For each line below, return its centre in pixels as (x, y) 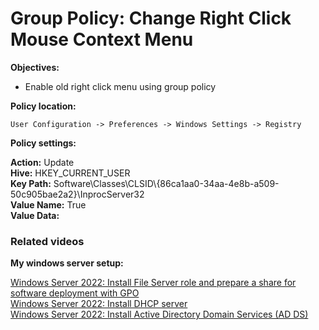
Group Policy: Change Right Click (151, 18)
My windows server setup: (67, 263)
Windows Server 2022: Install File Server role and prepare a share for (153, 283)
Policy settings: (43, 143)
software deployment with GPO (75, 293)
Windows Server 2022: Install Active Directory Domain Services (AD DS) (159, 314)
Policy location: (43, 106)
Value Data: (35, 215)
